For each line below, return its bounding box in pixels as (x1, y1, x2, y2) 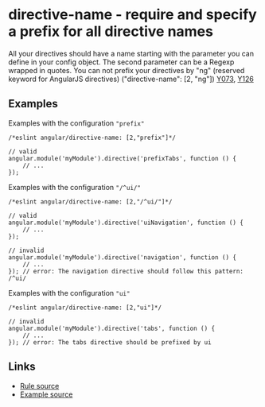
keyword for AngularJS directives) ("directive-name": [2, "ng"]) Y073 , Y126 (8, 74, 255, 83)
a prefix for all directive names (8, 22, 213, 41)
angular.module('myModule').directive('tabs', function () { (8, 324, 216, 332)
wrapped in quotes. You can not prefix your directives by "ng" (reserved (8, 65, 245, 75)
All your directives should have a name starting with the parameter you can (8, 48, 255, 58)
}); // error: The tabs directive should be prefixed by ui (8, 338, 212, 347)
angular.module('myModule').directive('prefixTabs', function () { (8, 154, 237, 162)
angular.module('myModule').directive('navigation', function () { (8, 253, 237, 262)
